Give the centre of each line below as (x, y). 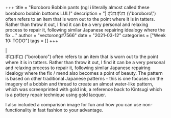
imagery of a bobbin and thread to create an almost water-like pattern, (79, 84)
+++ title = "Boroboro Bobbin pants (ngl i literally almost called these (77, 7)
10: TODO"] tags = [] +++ (32, 41)
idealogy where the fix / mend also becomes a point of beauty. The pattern (84, 73)
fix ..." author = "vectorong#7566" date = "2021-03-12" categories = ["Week (86, 35)
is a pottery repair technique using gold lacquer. (56, 95)
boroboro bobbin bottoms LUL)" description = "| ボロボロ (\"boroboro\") (81, 13)
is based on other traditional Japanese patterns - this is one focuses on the (84, 79)
